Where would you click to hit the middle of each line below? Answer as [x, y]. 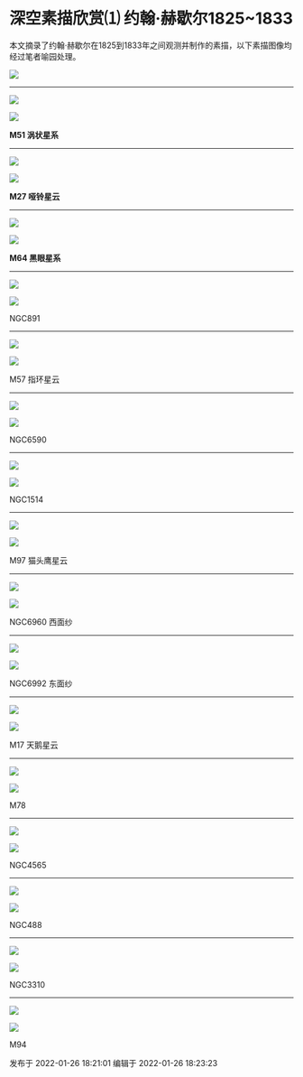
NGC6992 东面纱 [41, 683]
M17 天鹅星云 [34, 745]
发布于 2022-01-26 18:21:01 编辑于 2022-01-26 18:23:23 [114, 1063]
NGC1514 [26, 499]
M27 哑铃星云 [35, 196]
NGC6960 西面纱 [41, 622]
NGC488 [26, 924]
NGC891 [25, 318]
